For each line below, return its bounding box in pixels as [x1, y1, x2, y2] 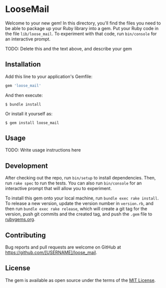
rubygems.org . [5, 216, 35, 222]
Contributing [5, 231, 46, 239]
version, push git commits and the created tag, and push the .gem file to [5, 211, 152, 217]
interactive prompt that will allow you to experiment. [5, 185, 112, 191]
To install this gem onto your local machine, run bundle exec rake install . [5, 195, 159, 201]
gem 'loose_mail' [5, 83, 41, 88]
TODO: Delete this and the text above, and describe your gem [5, 45, 132, 51]
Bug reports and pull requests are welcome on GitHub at [5, 244, 121, 250]
